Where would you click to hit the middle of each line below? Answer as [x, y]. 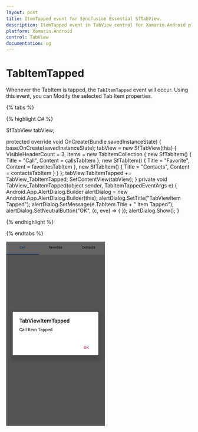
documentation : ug [29, 44]
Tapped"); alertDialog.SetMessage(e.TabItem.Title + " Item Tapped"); [90, 204]
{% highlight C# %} [30, 118]
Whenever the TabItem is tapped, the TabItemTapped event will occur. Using [97, 90]
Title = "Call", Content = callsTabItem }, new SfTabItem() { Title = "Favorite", [98, 160]
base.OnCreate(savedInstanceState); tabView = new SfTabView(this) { [91, 148]
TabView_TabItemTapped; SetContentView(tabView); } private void [87, 179]
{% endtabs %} [25, 233]
